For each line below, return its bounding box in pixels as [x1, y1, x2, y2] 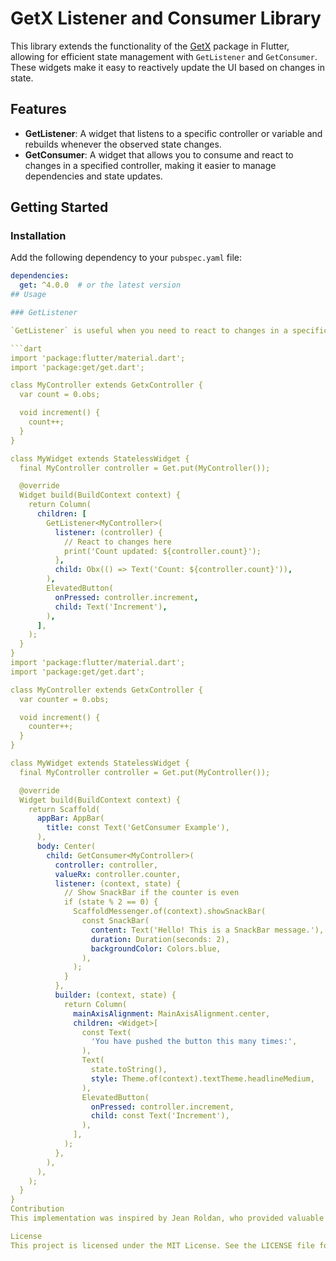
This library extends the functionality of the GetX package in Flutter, [10, 40, 290, 52]
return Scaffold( [28, 804, 101, 814]
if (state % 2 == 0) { [63, 897, 159, 907]
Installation [10, 229, 67, 243]
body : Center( [36, 842, 97, 852]
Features [10, 101, 67, 118]
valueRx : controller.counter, [54, 869, 182, 879]
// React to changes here [63, 537, 172, 547]
